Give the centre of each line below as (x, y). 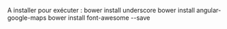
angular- (209, 10)
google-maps (27, 18)
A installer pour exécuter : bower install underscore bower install (101, 10)
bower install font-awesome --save (99, 18)
